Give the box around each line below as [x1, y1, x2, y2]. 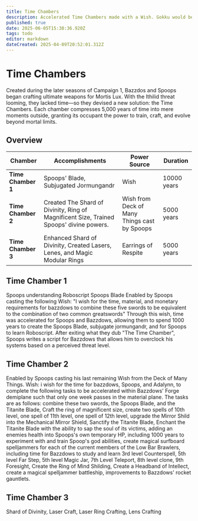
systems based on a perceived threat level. [6, 342, 111, 349]
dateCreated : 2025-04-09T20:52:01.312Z [6, 42, 104, 48]
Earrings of [121, 241, 153, 249]
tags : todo [6, 31, 33, 37]
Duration [163, 156, 189, 164]
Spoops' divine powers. [44, 220, 109, 228]
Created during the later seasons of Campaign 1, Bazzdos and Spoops [6, 86, 177, 93]
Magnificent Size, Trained [44, 213, 115, 221]
